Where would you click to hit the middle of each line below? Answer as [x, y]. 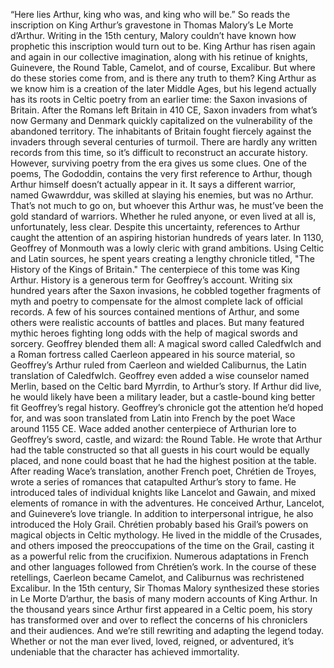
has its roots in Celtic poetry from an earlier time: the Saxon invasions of [159, 99]
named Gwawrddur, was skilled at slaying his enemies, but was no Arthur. [162, 195]
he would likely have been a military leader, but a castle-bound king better [163, 397]
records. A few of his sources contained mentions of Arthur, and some [155, 312]
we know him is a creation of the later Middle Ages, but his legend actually [163, 88]
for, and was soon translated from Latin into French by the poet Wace [153, 418]
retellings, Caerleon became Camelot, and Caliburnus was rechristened [157, 577]
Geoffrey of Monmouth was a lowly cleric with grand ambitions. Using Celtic [167, 248]
